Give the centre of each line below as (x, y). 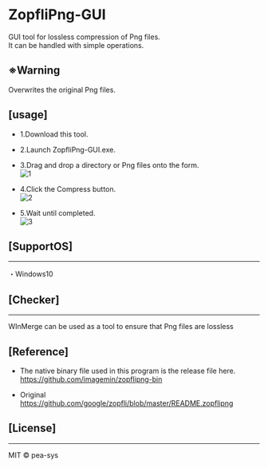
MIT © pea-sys (33, 455)
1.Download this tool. (54, 134)
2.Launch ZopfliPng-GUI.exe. (67, 149)
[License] (32, 428)
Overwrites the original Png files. (62, 89)
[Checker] (34, 300)
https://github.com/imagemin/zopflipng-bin (91, 379)
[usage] (28, 115)
